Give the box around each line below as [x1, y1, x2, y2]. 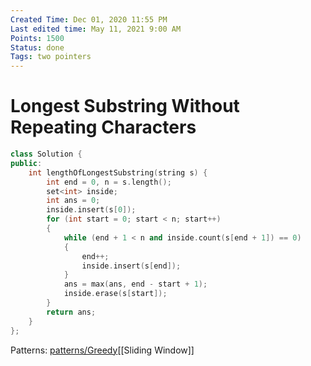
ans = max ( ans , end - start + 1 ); [63, 279, 208, 290]
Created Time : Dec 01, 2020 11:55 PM [10, 14, 168, 25]
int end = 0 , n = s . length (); [46, 177, 172, 187]
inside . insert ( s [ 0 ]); [46, 205, 137, 215]
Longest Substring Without [10, 95, 240, 118]
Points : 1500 [10, 33, 65, 43]
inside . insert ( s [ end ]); [81, 261, 182, 271]
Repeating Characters [10, 116, 197, 139]
